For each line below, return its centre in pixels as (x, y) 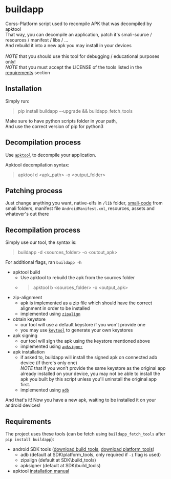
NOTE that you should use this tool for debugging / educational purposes (82, 56)
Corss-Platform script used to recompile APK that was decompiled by (79, 24)
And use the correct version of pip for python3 (55, 126)
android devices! (23, 405)
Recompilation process (43, 230)
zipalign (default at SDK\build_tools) (58, 460)
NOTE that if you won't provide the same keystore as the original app (93, 368)
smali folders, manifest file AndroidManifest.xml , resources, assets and (80, 209)
